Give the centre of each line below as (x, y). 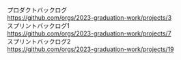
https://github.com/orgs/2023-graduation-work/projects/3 (89, 18)
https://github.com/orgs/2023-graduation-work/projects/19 (90, 49)
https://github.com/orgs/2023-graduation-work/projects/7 (89, 33)
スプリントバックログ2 (39, 42)
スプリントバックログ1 (38, 26)
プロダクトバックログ (37, 10)
